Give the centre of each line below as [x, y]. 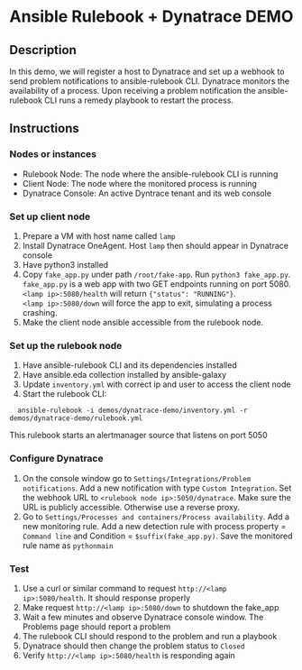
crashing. [40, 312]
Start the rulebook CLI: [64, 394]
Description [43, 50]
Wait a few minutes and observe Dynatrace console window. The [143, 617]
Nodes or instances [53, 154]
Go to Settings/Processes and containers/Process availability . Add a [156, 517]
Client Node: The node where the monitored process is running [139, 183]
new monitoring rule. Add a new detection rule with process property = [154, 526]
